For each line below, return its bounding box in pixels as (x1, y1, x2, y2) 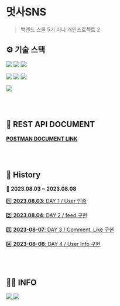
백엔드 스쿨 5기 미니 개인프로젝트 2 (20, 26, 101, 33)
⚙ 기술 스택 (6, 45, 46, 55)
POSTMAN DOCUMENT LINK (6, 135, 78, 142)
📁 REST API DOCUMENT (6, 119, 95, 129)
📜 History (6, 169, 41, 179)
